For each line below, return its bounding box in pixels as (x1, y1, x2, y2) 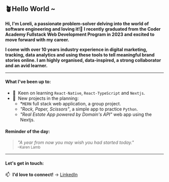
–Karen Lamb (17, 145, 41, 150)
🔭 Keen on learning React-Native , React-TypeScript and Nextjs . (12, 90, 145, 96)
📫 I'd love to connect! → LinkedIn (5, 171, 78, 178)
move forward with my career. (5, 36, 69, 42)
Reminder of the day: (5, 128, 50, 134)
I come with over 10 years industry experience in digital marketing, (5, 46, 147, 52)
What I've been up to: (5, 79, 51, 85)
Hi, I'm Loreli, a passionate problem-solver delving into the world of (5, 20, 149, 27)
